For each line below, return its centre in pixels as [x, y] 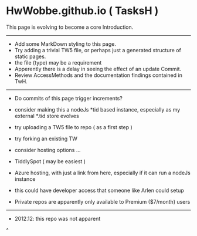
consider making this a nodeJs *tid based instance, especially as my [97, 109]
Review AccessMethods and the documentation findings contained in [98, 75]
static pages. [30, 56]
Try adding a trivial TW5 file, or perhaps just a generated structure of [98, 50]
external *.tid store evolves [47, 116]
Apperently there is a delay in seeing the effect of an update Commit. [98, 69]
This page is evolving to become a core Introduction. [70, 27]
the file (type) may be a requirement [58, 62]
